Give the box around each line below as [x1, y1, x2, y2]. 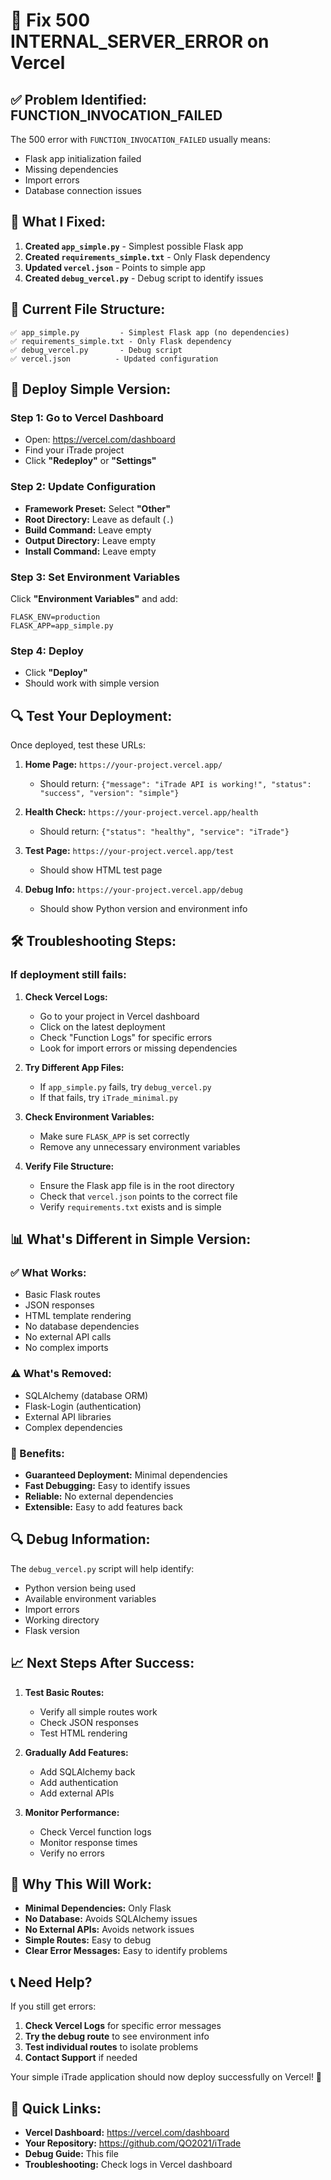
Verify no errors [39, 1847, 105, 1859]
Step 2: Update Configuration [10, 480, 157, 494]
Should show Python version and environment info [39, 903, 248, 915]
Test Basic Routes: [24, 1686, 105, 1698]
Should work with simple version [24, 677, 160, 689]
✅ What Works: [10, 1266, 87, 1280]
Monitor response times [39, 1836, 138, 1848]
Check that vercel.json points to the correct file [39, 1190, 238, 1202]
